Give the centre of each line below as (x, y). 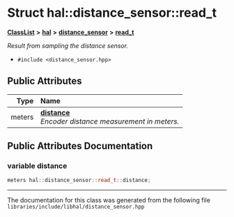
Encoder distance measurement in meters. (110, 121)
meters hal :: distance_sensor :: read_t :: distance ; (79, 180)
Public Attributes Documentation (80, 146)
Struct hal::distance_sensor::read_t (112, 13)
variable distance (37, 166)
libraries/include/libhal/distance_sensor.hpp (76, 207)
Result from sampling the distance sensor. (68, 45)
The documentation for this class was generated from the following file (109, 200)
